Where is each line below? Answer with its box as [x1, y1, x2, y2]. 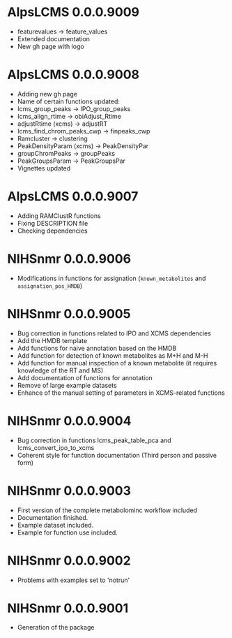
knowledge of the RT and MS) [17, 366, 103, 375]
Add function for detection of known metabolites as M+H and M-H [17, 351, 208, 360]
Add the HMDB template [17, 336, 88, 345]
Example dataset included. [17, 521, 94, 529]
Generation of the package [17, 623, 95, 632]
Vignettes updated [17, 164, 71, 172]
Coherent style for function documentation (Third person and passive [17, 451, 217, 459]
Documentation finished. [17, 513, 88, 521]
